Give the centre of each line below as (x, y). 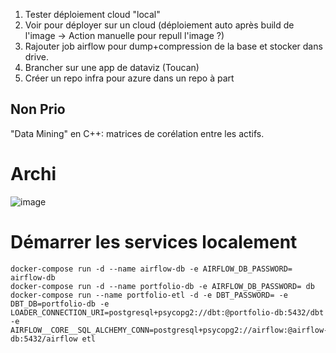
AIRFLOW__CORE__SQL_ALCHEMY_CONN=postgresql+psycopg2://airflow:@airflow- (169, 330)
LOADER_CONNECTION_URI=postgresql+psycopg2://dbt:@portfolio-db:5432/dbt (167, 312)
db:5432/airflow (44, 339)
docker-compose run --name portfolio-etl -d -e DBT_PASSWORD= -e (149, 295)
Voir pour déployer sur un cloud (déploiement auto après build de (159, 25)
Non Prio (38, 109)
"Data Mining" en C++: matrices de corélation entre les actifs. (137, 133)
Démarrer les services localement (154, 241)
